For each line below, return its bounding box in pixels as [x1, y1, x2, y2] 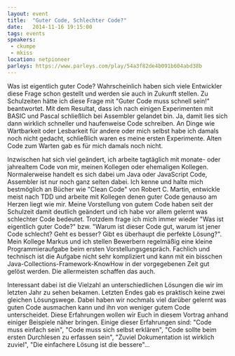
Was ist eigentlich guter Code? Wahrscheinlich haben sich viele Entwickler [7, 81, 222, 90]
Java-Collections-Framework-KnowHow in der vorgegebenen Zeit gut [7, 259, 210, 268]
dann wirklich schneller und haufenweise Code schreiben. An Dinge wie [7, 119, 215, 127]
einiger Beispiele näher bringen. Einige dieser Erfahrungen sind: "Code [7, 317, 212, 327]
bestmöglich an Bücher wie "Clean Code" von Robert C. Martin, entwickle [7, 185, 221, 193]
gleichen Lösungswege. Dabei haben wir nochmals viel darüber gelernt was [7, 296, 227, 304]
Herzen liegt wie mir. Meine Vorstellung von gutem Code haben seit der [7, 199, 214, 208]
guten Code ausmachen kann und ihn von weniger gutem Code [7, 303, 191, 311]
